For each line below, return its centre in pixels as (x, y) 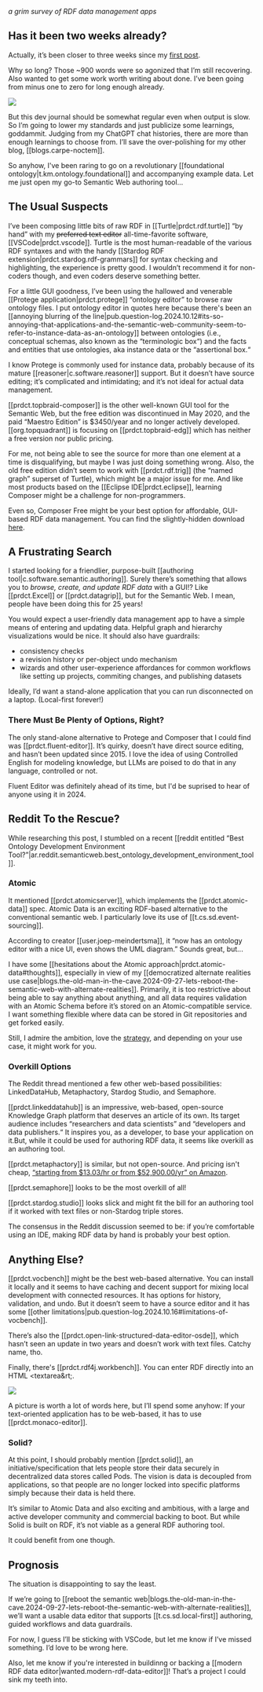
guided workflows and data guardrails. (70, 1624)
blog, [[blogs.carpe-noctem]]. (56, 150)
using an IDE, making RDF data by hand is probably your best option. (119, 1235)
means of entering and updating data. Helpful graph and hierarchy (115, 628)
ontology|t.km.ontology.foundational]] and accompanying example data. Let (131, 174)
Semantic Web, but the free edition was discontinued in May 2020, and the (129, 413)
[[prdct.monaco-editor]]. (48, 1422)
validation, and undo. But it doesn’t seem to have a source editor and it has (129, 1303)
